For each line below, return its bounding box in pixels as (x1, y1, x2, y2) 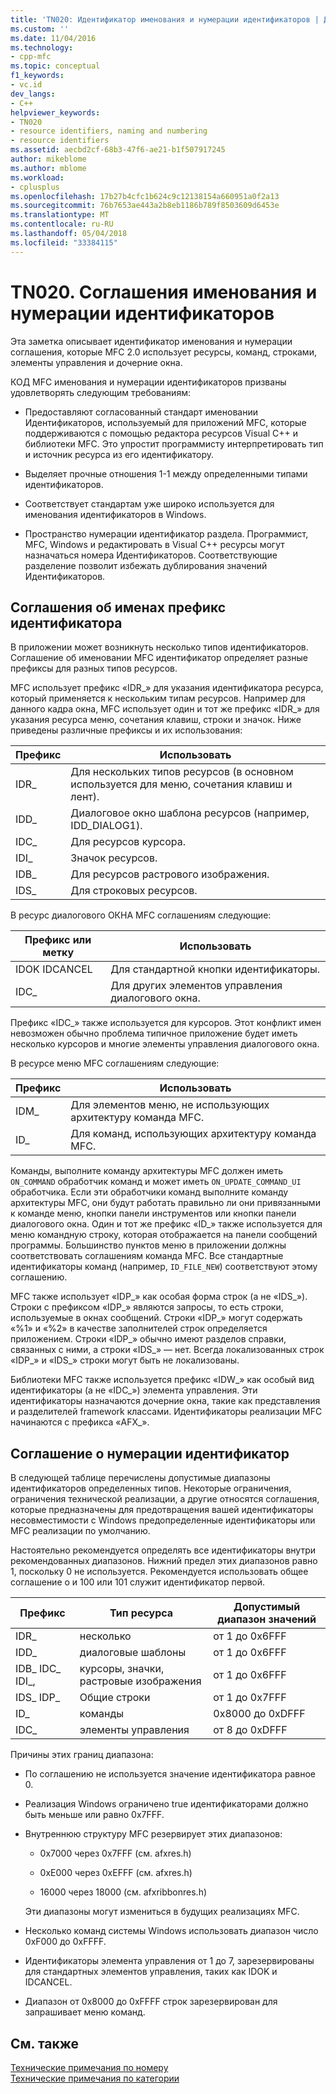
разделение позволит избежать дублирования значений (24, 559, 268, 571)
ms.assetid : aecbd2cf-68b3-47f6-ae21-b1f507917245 (10, 145, 226, 155)
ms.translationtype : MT (10, 210, 110, 220)
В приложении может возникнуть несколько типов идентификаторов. (10, 641, 309, 653)
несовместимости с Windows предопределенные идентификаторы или (10, 1514, 316, 1526)
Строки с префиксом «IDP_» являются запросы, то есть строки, (10, 1301, 284, 1313)
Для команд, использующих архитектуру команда (70, 1127, 317, 1141)
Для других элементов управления (110, 979, 283, 993)
